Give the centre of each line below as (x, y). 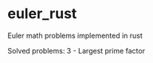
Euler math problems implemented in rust (75, 35)
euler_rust (42, 14)
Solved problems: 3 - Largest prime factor (76, 50)
